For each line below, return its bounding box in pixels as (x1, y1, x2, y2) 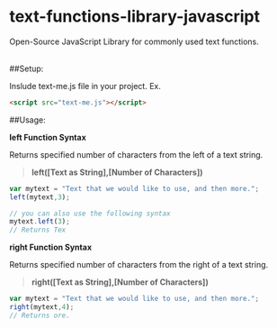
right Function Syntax (9, 241, 93, 253)
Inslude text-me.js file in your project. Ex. (9, 80, 162, 91)
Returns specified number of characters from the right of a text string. (9, 260, 269, 270)
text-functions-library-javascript (9, 6, 261, 27)
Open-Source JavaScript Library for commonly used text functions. (9, 36, 259, 47)
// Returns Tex (9, 225, 67, 235)
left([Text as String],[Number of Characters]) (31, 167, 203, 178)
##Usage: (9, 114, 47, 125)
